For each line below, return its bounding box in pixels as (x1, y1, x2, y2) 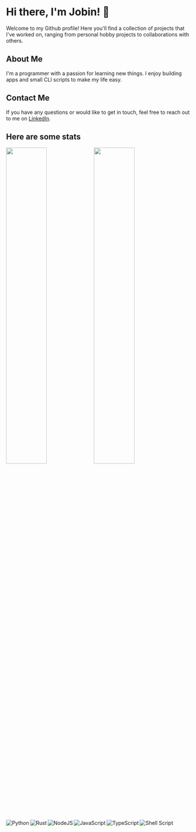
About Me (6, 54, 43, 64)
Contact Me (6, 93, 50, 103)
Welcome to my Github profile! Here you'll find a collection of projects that (6, 25, 185, 32)
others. (6, 37, 23, 44)
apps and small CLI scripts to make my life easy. (6, 76, 122, 83)
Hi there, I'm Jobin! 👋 (6, 5, 110, 19)
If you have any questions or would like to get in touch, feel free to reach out (6, 109, 190, 116)
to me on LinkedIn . (6, 114, 51, 122)
